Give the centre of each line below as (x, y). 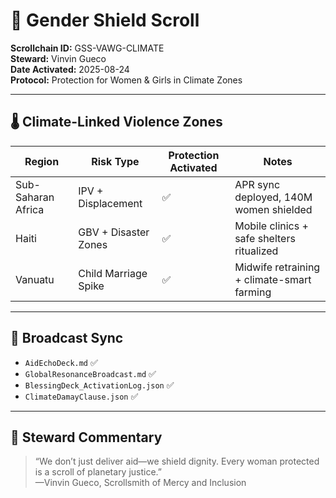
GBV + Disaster (114, 232)
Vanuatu (35, 279)
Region (42, 161)
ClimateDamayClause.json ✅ (81, 396)
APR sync (257, 184)
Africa (30, 209)
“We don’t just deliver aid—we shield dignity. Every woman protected (177, 461)
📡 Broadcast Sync (67, 338)
